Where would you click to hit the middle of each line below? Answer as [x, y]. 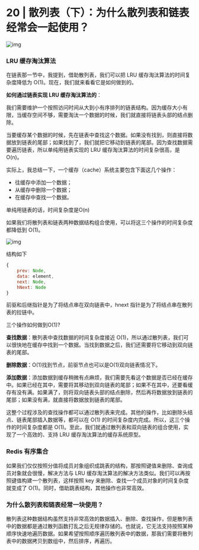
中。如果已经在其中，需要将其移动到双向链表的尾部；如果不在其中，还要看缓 [99, 385]
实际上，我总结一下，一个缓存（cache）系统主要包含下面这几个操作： [92, 170]
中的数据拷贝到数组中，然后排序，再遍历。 [63, 541]
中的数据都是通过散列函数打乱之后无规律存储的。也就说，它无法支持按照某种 [99, 526]
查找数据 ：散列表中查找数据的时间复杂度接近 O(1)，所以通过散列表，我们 [95, 338]
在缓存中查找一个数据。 [43, 198]
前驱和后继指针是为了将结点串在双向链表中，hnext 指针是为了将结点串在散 [97, 305]
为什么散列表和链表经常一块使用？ [55, 504]
